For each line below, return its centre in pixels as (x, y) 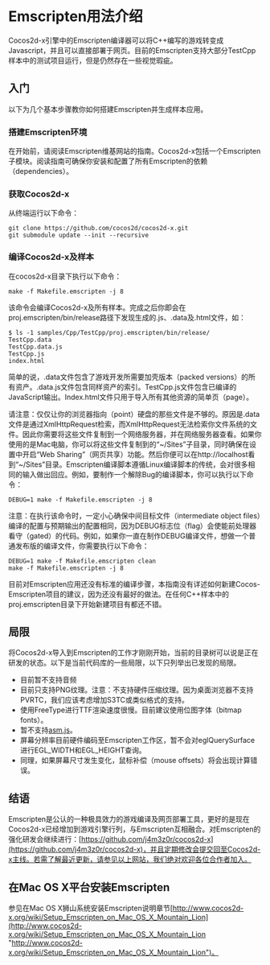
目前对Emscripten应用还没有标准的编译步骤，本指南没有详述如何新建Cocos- (135, 584)
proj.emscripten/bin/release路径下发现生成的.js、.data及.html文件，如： (127, 317)
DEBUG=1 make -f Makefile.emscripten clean (82, 561)
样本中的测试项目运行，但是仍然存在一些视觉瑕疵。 (93, 60)
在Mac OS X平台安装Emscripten (89, 887)
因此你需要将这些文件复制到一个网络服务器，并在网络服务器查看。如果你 (142, 434)
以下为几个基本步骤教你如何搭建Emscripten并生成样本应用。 (108, 109)
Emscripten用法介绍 (76, 16)
